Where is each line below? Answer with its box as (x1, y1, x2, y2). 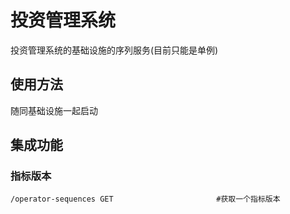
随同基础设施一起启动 (10, 104, 98, 116)
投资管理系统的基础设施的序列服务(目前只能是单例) (10, 44, 219, 56)
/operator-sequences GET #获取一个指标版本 (10, 194, 281, 205)
